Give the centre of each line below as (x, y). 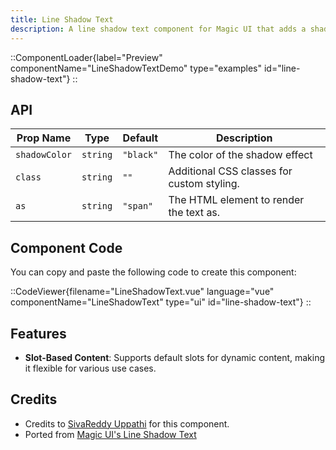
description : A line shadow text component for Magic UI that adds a (158, 29)
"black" (140, 155)
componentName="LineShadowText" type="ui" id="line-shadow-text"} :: (161, 302)
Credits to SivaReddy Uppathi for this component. (127, 423)
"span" (138, 206)
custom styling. (204, 184)
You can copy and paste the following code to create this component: (153, 272)
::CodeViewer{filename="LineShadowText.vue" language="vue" (142, 292)
